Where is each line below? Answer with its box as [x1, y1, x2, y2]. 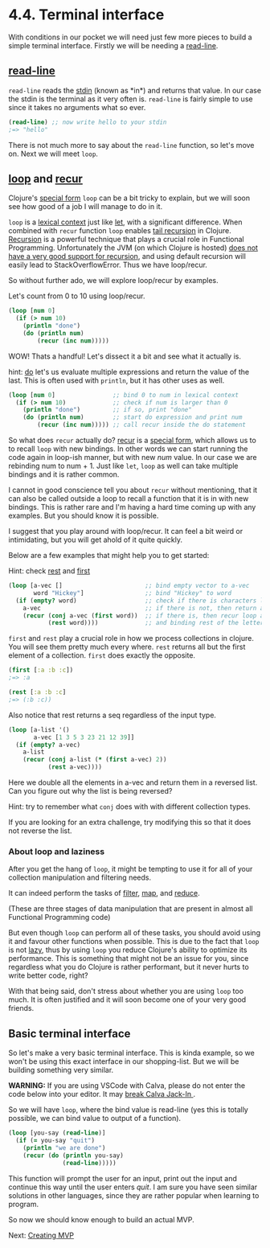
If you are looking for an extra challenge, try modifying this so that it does [8, 818, 252, 827]
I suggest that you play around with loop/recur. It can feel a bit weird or [8, 527, 243, 536]
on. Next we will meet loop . [8, 149, 99, 158]
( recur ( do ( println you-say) [22, 1152, 125, 1160]
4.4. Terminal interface [8, 6, 165, 24]
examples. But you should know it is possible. [8, 511, 159, 520]
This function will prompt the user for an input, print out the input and [8, 1173, 237, 1183]
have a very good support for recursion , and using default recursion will [8, 252, 247, 261]
